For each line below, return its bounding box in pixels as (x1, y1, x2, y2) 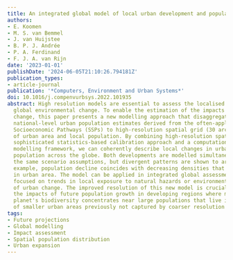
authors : (7, 17, 33, 24)
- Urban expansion (7, 242, 60, 250)
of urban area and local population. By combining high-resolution (13, 132, 213, 139)
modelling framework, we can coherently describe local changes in (13, 146, 213, 153)
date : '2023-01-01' (7, 62, 64, 69)
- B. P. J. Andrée (7, 42, 60, 49)
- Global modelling (7, 223, 64, 229)
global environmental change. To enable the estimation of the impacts (13, 107, 225, 114)
